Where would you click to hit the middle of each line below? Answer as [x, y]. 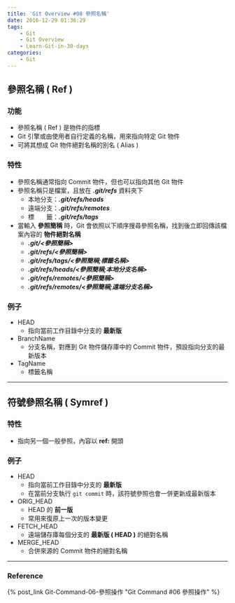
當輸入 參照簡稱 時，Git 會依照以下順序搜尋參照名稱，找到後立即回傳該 [119, 226]
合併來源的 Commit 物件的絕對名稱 [78, 551]
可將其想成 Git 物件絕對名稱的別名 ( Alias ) [78, 145]
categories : [24, 53]
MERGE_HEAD [38, 543]
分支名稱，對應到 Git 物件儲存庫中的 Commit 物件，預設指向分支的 [123, 347]
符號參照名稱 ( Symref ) [58, 402]
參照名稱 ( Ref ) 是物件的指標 [58, 127]
